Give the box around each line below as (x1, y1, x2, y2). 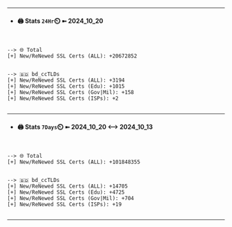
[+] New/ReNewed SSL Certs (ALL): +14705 (7, 183, 128, 190)
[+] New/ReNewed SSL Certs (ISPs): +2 (7, 95, 119, 102)
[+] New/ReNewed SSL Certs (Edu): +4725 (7, 189, 126, 196)
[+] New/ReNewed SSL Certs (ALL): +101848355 (7, 158, 140, 166)
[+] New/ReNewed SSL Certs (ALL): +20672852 (7, 53, 137, 60)
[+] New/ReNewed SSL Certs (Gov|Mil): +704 (7, 195, 135, 202)
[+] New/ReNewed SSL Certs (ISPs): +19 (7, 201, 122, 208)
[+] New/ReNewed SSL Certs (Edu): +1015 (7, 83, 126, 90)
